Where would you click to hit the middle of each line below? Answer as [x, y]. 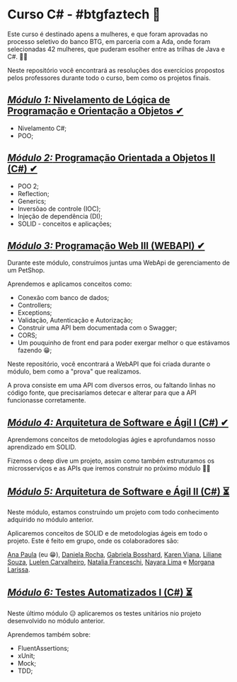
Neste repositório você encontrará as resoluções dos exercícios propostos [116, 70]
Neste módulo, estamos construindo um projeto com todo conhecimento [113, 512]
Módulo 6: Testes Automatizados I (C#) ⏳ [100, 593]
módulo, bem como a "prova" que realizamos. [74, 371]
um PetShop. [26, 270]
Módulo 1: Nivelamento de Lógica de [89, 100]
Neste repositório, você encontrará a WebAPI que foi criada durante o [109, 364]
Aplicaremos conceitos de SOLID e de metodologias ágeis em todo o [108, 533]
